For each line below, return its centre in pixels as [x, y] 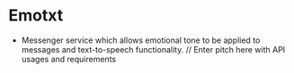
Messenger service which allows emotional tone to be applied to [141, 40]
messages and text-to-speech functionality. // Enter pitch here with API [153, 49]
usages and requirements [69, 59]
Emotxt [36, 16]
